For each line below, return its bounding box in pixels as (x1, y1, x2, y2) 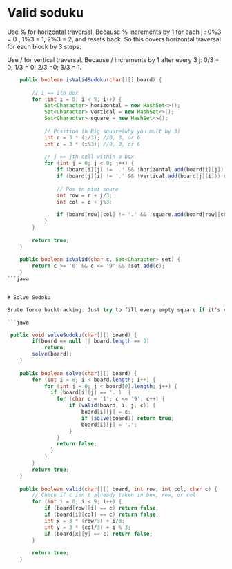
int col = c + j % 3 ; (56, 198, 113, 205)
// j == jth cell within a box (43, 153, 135, 160)
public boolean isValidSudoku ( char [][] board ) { (19, 76, 162, 84)
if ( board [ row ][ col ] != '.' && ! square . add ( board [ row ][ (56, 211, 221, 218)
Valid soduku (7, 5, 84, 21)
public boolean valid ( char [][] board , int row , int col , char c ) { (19, 485, 218, 492)
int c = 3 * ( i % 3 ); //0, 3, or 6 (43, 140, 140, 148)
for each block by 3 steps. (7, 42, 81, 50)
